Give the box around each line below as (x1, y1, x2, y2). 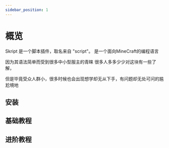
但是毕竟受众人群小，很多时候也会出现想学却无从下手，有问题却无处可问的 (5, 76, 159, 82)
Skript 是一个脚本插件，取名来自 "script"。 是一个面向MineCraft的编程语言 (5, 48, 159, 54)
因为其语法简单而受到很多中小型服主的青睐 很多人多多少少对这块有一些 (5, 59, 152, 65)
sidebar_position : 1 (5, 7, 49, 13)
